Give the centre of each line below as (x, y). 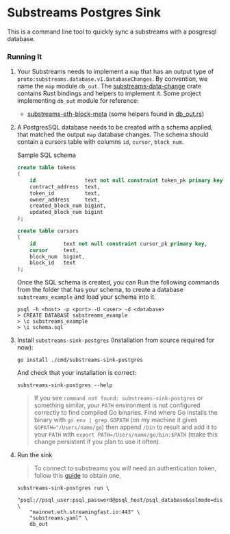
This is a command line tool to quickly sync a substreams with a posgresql (112, 32)
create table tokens (46, 168)
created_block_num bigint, (68, 206)
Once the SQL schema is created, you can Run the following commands (118, 282)
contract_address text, (65, 186)
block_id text (53, 263)
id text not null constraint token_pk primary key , (128, 180)
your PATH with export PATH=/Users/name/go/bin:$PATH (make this (126, 435)
